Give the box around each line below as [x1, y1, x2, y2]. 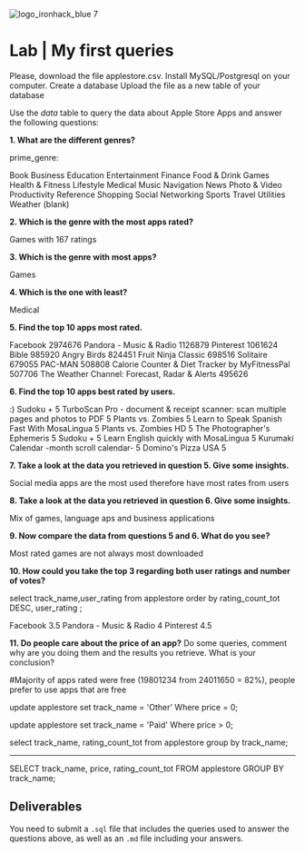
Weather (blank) [9, 198, 70, 209]
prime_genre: [9, 152, 59, 163]
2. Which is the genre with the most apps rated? [9, 216, 193, 227]
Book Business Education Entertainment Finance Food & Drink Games [9, 169, 270, 181]
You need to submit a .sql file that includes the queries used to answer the [9, 823, 290, 834]
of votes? [9, 575, 46, 586]
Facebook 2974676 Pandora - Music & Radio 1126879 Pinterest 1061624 [9, 339, 279, 350]
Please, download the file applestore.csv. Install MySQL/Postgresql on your [9, 70, 290, 81]
